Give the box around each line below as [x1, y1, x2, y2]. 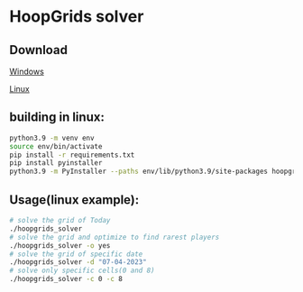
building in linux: [9, 110, 106, 125]
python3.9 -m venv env [9, 133, 95, 142]
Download [9, 42, 68, 58]
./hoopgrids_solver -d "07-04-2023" [9, 258, 147, 267]
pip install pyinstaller [9, 159, 103, 168]
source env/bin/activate [9, 141, 103, 151]
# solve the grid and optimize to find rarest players [9, 233, 220, 242]
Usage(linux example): [9, 192, 140, 207]
